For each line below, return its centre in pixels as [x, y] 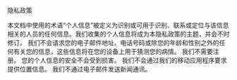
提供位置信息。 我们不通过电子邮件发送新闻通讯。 [79, 69]
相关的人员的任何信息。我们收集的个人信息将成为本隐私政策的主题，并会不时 [119, 34]
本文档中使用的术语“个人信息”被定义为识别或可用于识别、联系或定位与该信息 [118, 25]
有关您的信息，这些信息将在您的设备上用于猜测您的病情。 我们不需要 [113, 52]
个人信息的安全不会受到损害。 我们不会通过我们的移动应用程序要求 [130, 60]
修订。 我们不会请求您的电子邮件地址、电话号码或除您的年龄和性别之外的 [113, 43]
